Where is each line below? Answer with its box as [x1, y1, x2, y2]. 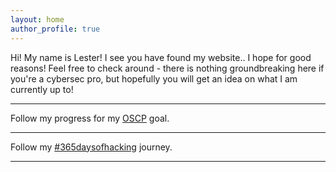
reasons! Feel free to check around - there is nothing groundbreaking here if [10, 62, 325, 74]
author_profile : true [10, 24, 101, 34]
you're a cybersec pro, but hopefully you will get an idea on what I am [10, 72, 298, 85]
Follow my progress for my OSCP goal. [10, 112, 170, 124]
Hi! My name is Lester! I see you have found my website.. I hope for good [10, 51, 312, 63]
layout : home [10, 14, 65, 25]
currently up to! [10, 83, 74, 95]
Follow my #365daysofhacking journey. [10, 141, 173, 153]
